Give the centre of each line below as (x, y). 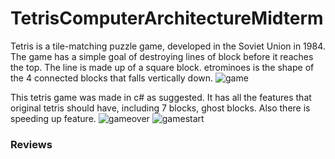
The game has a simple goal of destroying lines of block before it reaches (162, 56)
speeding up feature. (53, 118)
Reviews (31, 144)
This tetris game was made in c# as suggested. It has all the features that (161, 97)
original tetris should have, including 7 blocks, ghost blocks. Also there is (160, 108)
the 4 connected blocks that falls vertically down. (112, 78)
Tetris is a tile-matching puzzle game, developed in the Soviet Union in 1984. (168, 46)
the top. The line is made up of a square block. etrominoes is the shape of (162, 67)
